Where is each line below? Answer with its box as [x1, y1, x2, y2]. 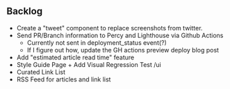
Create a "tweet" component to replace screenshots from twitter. [16, 23, 203, 32]
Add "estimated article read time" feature [16, 53, 135, 61]
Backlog [6, 6, 43, 17]
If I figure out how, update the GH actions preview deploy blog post [26, 46, 220, 54]
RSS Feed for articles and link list [16, 75, 111, 83]
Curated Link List [16, 68, 66, 76]
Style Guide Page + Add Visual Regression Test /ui [16, 60, 161, 68]
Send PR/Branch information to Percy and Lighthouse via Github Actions [16, 31, 224, 39]
